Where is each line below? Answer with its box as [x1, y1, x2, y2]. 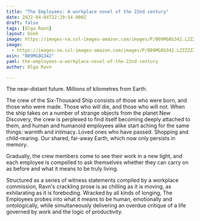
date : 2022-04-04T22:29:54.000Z [6, 14, 86, 20]
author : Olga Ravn [6, 64, 52, 70]
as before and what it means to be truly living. [6, 165, 118, 172]
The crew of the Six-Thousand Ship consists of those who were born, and [6, 97, 187, 104]
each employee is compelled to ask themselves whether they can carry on [6, 159, 189, 166]
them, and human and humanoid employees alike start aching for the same [6, 122, 189, 130]
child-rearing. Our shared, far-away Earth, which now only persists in [6, 135, 176, 142]
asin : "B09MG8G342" [6, 53, 55, 59]
